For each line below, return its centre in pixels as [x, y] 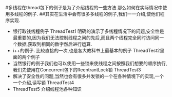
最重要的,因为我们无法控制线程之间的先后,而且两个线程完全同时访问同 [86, 38]
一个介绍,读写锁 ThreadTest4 [43, 83]
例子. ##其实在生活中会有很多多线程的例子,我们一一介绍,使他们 [94, 14]
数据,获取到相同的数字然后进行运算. [55, 44]
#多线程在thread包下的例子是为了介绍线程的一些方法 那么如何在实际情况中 [84, 7]
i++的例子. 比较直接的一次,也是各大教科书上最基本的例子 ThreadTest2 [86, 51]
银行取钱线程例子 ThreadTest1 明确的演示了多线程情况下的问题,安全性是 [88, 31]
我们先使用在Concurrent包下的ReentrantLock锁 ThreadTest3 [77, 70]
